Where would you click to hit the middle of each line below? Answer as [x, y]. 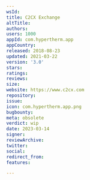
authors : [17, 28]
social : [16, 151]
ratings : [17, 73]
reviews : [17, 79]
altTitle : [19, 23]
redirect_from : [25, 157]
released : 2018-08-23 [33, 51]
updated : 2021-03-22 [32, 56]
